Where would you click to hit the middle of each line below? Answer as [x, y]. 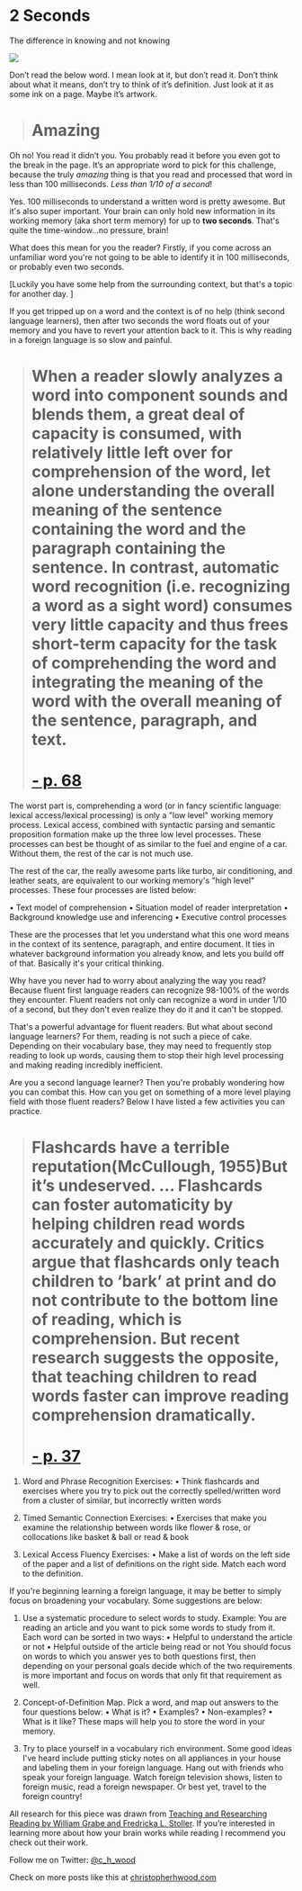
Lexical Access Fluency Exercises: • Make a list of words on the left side [156, 1554]
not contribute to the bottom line [155, 1301]
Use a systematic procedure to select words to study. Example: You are [155, 1618]
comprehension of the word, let [151, 472]
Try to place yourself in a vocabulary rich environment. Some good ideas [157, 1749]
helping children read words [138, 1224]
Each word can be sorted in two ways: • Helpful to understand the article [157, 1637]
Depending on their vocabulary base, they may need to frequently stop [141, 1046]
